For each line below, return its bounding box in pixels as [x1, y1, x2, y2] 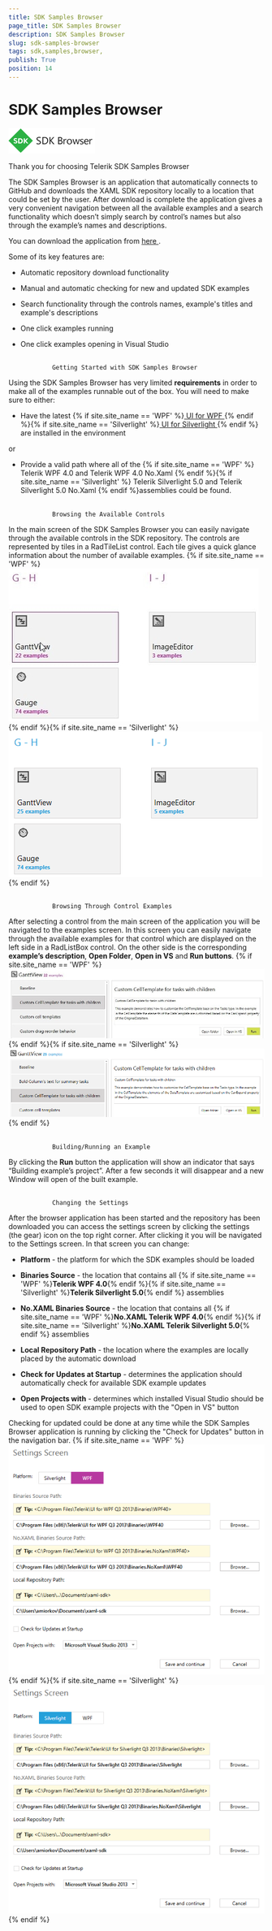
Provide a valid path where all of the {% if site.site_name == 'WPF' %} [19, 460, 254, 470]
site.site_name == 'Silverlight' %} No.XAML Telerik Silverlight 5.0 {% [19, 1320, 250, 1330]
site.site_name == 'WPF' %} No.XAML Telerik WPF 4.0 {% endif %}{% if [19, 1312, 261, 1322]
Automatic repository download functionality [19, 267, 170, 277]
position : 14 [8, 65, 53, 73]
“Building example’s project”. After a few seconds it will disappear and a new [8, 1166, 264, 1175]
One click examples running [19, 323, 114, 333]
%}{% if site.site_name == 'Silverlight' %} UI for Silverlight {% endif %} [19, 419, 259, 430]
